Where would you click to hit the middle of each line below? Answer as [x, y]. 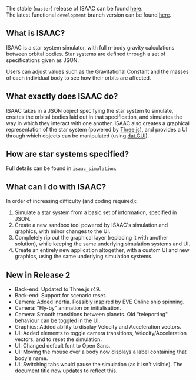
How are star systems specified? [68, 154]
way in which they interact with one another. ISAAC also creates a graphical [98, 123]
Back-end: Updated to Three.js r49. [58, 289]
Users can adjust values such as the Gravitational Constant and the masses [98, 71]
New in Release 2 [38, 275]
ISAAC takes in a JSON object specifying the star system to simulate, [90, 110]
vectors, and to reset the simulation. [58, 339]
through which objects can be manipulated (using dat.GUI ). [78, 136]
